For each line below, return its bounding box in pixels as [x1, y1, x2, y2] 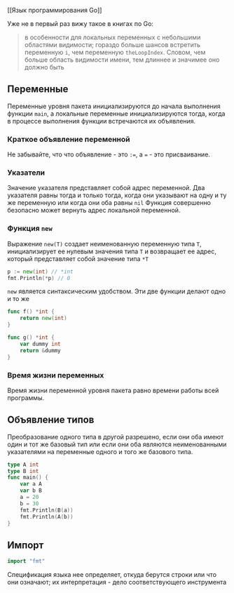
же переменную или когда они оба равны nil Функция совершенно [7, 199, 212, 207]
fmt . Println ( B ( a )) [20, 507, 74, 514]
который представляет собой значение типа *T [7, 254, 149, 262]
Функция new [7, 224, 53, 234]
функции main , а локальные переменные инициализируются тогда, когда [7, 109, 226, 118]
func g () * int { [7, 334, 55, 341]
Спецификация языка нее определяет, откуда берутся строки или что [7, 571, 217, 579]
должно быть [24, 63, 64, 71]
